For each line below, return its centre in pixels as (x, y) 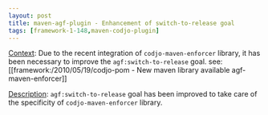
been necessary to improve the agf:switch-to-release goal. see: (116, 61)
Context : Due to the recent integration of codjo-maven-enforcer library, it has (134, 54)
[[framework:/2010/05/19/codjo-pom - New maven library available (119, 70)
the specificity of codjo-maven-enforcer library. (85, 103)
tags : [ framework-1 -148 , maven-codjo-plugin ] (84, 30)
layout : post (30, 16)
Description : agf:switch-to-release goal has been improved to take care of (133, 94)
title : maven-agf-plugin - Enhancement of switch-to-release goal (122, 23)
